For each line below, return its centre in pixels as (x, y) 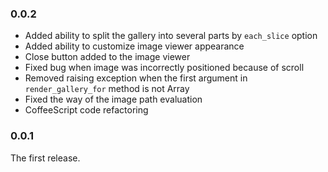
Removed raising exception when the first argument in (136, 78)
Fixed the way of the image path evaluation (113, 99)
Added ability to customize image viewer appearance (134, 46)
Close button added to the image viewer (107, 57)
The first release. (45, 158)
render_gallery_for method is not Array (107, 89)
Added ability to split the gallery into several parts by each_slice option (171, 36)
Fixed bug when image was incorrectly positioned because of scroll (164, 68)
